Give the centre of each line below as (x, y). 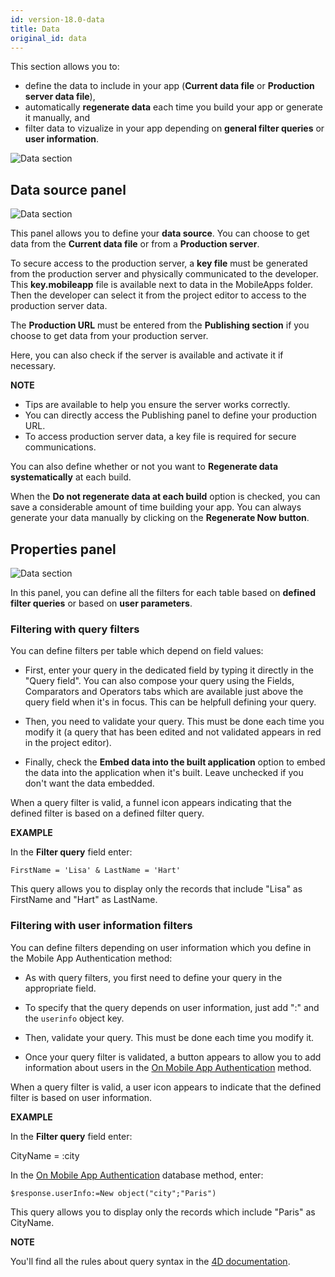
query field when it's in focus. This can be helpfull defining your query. (170, 702)
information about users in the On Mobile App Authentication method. (168, 1067)
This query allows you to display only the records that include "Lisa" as (156, 889)
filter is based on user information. (81, 1097)
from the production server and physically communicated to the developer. (164, 274)
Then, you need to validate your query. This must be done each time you (174, 722)
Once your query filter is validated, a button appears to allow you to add (173, 1057)
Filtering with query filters (75, 629)
